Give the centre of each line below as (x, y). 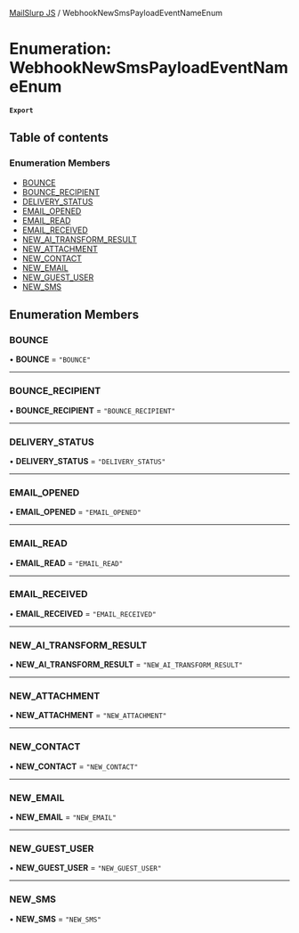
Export (21, 110)
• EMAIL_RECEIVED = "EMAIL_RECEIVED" (83, 613)
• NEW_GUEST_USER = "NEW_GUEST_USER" (85, 868)
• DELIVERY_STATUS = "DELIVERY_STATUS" (88, 461)
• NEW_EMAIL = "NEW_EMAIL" (63, 817)
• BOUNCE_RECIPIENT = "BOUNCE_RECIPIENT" (93, 410)
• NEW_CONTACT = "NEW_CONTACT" (74, 766)
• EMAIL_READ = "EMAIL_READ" (66, 563)
